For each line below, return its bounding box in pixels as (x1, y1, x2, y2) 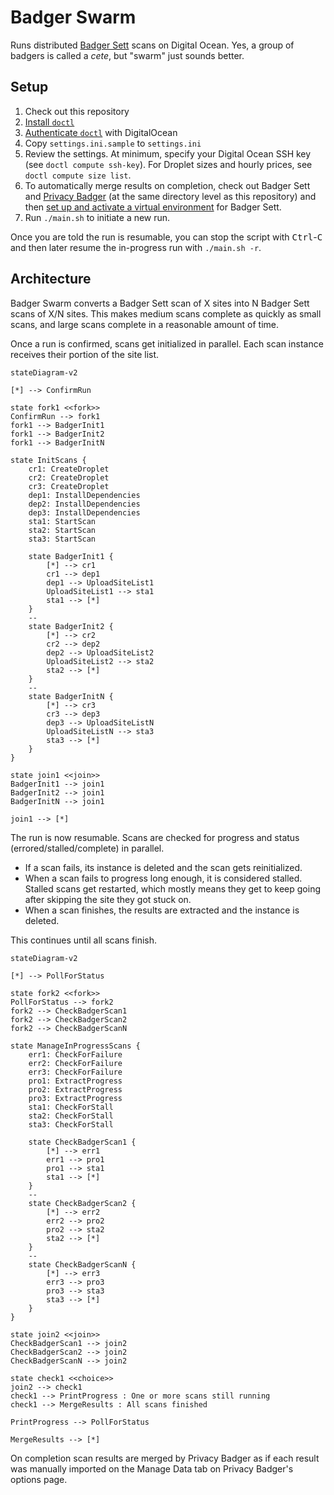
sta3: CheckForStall (28, 1119, 114, 1130)
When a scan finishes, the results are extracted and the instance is (24, 904, 300, 916)
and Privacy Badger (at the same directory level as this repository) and (24, 190, 317, 202)
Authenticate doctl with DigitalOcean (24, 126, 178, 138)
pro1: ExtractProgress (28, 1076, 123, 1086)
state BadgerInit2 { (28, 621, 114, 631)
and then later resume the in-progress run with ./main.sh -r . (10, 241, 262, 253)
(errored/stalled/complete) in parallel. (10, 842, 165, 854)
